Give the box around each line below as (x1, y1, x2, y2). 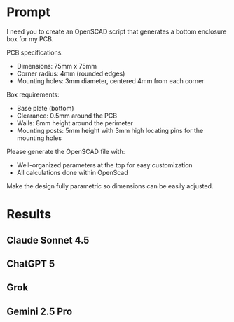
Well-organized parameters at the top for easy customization (16, 160, 193, 169)
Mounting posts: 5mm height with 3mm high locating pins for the (16, 126, 204, 134)
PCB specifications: (6, 48, 64, 57)
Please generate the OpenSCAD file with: (6, 147, 125, 155)
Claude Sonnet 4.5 (6, 234, 90, 246)
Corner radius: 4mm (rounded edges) (16, 69, 125, 78)
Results (6, 206, 52, 223)
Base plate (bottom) (16, 104, 74, 112)
